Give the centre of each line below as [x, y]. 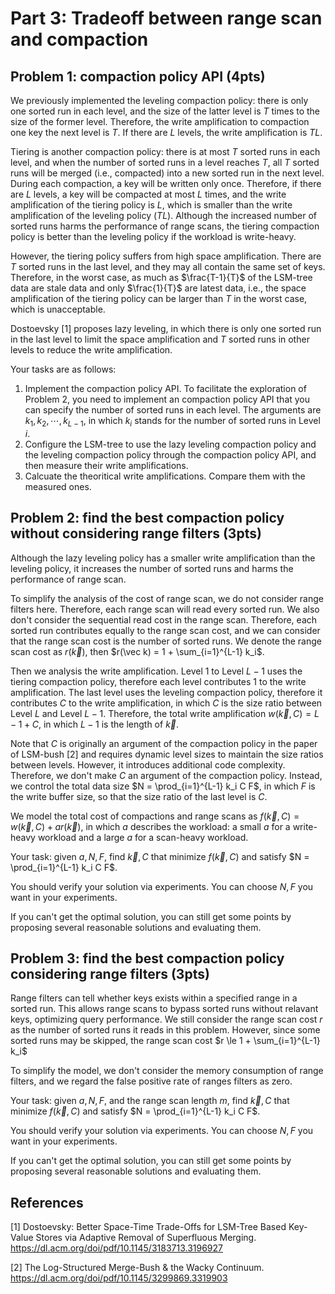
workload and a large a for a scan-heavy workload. [143, 837]
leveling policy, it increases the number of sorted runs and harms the [152, 568]
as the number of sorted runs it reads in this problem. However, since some [165, 1030]
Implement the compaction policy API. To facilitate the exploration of [165, 388]
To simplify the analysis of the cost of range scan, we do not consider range [167, 598]
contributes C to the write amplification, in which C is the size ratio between [166, 703]
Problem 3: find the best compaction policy [147, 958]
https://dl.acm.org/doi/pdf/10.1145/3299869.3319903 [119, 1278]
